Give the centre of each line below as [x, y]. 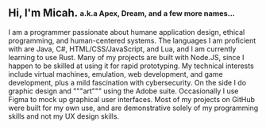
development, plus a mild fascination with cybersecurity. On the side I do [127, 82]
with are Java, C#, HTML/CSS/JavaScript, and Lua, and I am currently [122, 49]
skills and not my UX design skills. [64, 116]
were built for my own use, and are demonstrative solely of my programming [133, 108]
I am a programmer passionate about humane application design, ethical [127, 32]
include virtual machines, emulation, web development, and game [116, 74]
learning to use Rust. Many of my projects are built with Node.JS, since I [126, 57]
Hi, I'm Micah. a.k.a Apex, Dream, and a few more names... [122, 13]
